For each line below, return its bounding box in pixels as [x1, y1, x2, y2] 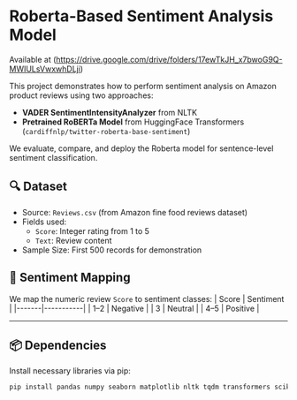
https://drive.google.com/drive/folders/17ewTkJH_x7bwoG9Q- [56, 54, 283, 64]
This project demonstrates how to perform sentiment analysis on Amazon [9, 80, 277, 91]
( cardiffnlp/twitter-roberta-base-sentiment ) [21, 125, 191, 136]
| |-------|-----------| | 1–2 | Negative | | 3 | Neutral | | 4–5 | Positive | [9, 303, 260, 313]
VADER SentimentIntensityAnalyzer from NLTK [21, 107, 197, 117]
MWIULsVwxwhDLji [9, 64, 81, 74]
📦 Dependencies [9, 337, 107, 352]
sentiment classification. [9, 152, 98, 162]
